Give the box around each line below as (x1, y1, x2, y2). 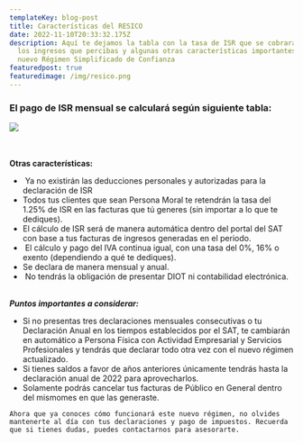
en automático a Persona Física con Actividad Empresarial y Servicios (22, 335, 282, 346)
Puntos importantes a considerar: (9, 298, 140, 309)
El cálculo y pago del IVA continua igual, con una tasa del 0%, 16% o (24, 242, 280, 253)
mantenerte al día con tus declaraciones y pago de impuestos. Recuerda (9, 418, 289, 427)
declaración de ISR (22, 185, 93, 196)
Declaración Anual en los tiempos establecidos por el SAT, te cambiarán (22, 325, 290, 336)
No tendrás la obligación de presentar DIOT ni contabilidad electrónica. (24, 271, 289, 282)
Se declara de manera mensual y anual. (22, 262, 170, 273)
